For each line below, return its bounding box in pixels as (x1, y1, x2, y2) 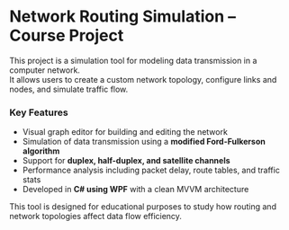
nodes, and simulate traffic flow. (9, 84, 129, 94)
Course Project (9, 25, 124, 46)
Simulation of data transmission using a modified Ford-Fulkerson (22, 137, 266, 147)
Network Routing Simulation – (9, 6, 237, 27)
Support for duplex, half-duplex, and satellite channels (22, 155, 231, 166)
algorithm (22, 146, 60, 156)
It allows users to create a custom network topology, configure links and (9, 74, 277, 84)
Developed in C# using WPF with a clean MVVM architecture (22, 184, 249, 195)
